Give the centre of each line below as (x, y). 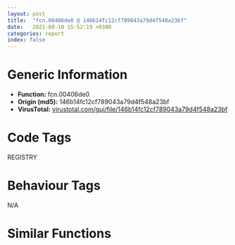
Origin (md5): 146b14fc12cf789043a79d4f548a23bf (94, 102)
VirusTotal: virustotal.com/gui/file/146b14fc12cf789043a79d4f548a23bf (122, 109)
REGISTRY (22, 157)
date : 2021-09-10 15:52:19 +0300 (59, 27)
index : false (26, 40)
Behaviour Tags (54, 186)
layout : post (26, 14)
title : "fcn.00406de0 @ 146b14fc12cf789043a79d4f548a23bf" (97, 20)
